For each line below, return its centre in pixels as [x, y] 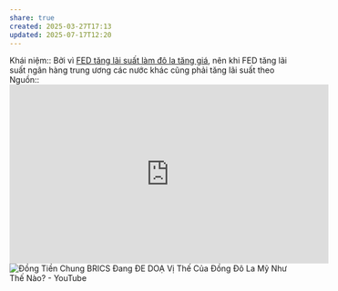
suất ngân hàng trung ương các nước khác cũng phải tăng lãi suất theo [142, 70]
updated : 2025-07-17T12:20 [61, 35]
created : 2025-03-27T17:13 [61, 26]
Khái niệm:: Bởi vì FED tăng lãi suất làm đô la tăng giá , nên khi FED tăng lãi [148, 61]
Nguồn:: [25, 80]
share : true [32, 18]
